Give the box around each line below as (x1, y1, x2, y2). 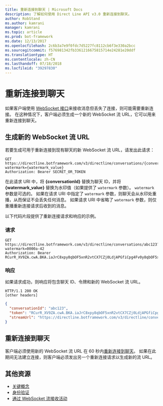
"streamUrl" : (9, 315, 36, 320)
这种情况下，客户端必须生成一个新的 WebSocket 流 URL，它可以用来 (18, 111, 156, 117)
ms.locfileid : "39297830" (5, 66, 57, 71)
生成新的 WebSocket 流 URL (5, 133, 90, 141)
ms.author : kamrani (5, 20, 45, 26)
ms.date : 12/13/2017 (5, 39, 47, 44)
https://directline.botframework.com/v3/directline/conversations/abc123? (5, 242, 160, 247)
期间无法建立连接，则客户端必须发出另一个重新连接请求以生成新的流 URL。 (5, 354, 155, 360)
